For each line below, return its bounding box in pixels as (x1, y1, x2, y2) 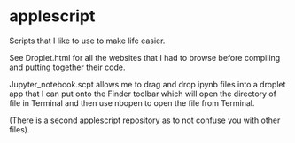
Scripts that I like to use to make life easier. (9, 35, 166, 46)
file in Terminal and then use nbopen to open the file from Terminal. (9, 97, 255, 108)
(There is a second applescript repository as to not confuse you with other (9, 115, 281, 125)
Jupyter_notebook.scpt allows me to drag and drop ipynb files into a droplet (9, 79, 286, 89)
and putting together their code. (9, 62, 126, 72)
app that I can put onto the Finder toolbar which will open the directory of (9, 88, 277, 99)
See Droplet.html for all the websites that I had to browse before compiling (9, 52, 281, 63)
